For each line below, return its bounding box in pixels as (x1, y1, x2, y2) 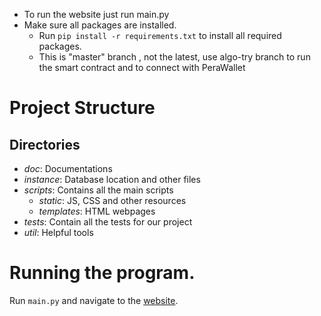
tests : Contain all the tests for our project (23, 216, 193, 228)
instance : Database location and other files (23, 174, 201, 185)
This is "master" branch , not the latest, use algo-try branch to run (38, 51, 311, 63)
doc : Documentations (23, 163, 113, 174)
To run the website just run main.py (23, 9, 170, 20)
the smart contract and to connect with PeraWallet (38, 62, 246, 73)
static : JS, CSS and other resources (38, 195, 187, 206)
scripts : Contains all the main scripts (23, 184, 174, 196)
